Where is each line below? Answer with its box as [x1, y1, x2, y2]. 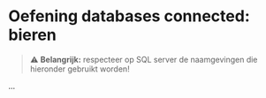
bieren [8, 25, 57, 45]
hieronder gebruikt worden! [29, 64, 130, 74]
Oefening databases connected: [8, 6, 250, 26]
